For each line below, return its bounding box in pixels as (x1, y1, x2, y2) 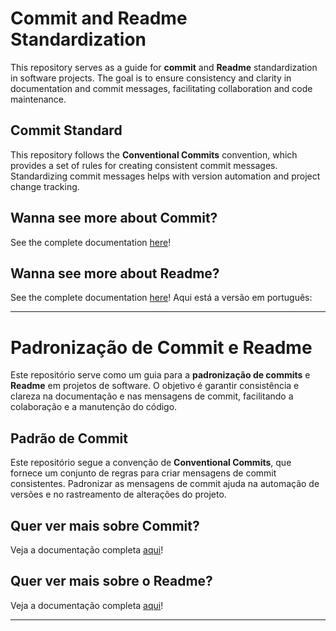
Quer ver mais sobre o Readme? (10, 573, 213, 590)
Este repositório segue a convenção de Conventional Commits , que (10, 457, 292, 469)
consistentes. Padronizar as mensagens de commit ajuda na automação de (10, 478, 320, 490)
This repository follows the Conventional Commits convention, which (10, 148, 298, 161)
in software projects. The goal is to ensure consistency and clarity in (10, 72, 292, 84)
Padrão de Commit (10, 430, 128, 447)
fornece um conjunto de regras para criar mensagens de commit (10, 467, 277, 479)
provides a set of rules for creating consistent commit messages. (10, 159, 278, 171)
